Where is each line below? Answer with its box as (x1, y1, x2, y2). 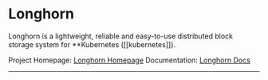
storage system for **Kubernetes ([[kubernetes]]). (8, 39, 176, 49)
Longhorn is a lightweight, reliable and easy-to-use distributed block (8, 31, 234, 41)
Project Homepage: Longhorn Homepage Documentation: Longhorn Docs (8, 55, 251, 65)
